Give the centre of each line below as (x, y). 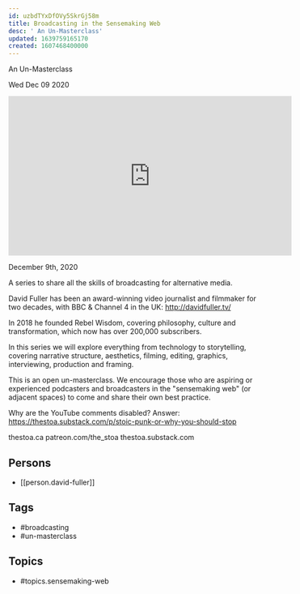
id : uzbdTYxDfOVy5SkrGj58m (54, 16)
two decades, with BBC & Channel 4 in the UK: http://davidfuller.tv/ (120, 307)
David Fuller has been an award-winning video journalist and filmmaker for (133, 299)
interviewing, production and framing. (71, 365)
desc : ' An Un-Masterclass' (56, 31)
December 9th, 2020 (43, 267)
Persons (30, 463)
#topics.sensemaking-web (64, 581)
